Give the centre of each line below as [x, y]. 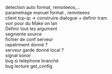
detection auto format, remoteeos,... [43, 7]
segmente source [24, 34]
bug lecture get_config [29, 66]
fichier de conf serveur [29, 39]
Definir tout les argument [31, 29]
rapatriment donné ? [27, 45]
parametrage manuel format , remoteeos [48, 13]
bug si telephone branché [32, 61]
